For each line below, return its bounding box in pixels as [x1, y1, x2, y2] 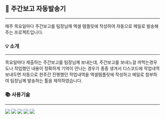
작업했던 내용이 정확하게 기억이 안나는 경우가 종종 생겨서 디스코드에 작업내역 [14, 66, 160, 71]
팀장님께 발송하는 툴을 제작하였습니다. [10, 78, 82, 84]
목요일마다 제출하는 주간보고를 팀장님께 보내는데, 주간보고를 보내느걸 [5, 59, 137, 65]
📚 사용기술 [5, 91, 30, 98]
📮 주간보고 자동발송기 [5, 4, 66, 13]
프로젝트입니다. [14, 29, 43, 35]
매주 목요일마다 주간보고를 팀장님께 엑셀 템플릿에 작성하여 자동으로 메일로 [5, 23, 146, 29]
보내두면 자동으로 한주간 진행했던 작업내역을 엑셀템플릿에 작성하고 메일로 [5, 71, 144, 77]
